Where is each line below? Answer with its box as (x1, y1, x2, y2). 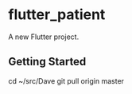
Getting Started (8, 55, 87, 69)
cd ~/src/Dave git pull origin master (8, 76, 125, 85)
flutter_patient (8, 6, 106, 24)
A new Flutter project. (8, 32, 80, 41)
